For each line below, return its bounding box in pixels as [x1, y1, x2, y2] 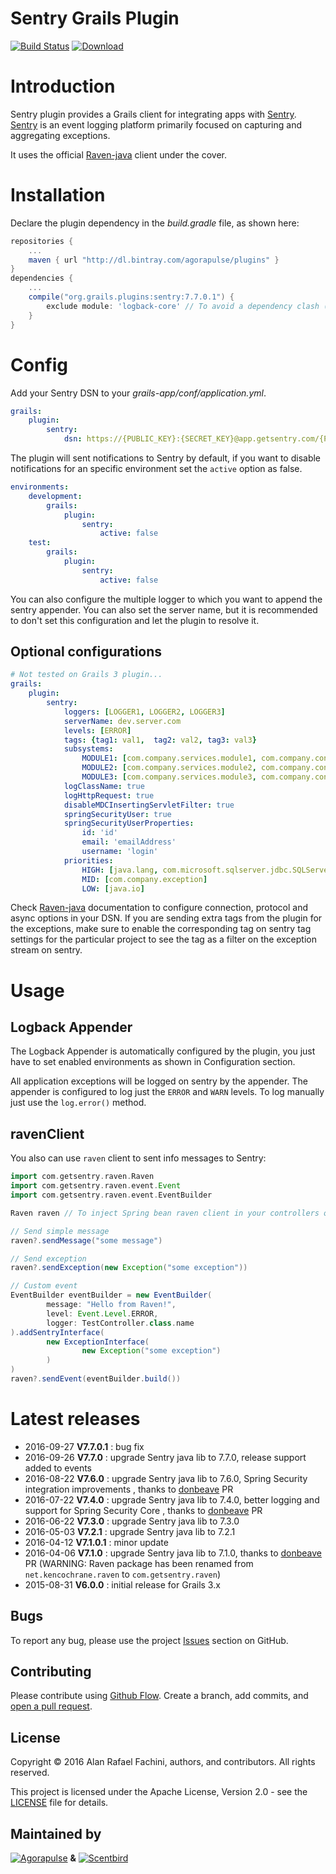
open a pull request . [10, 1700, 93, 1712]
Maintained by [10, 1825, 102, 1842]
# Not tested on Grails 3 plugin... [10, 670, 163, 680]
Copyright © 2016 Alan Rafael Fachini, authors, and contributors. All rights [10, 1756, 316, 1768]
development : [28, 491, 83, 501]
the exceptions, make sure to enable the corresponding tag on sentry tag [10, 923, 312, 935]
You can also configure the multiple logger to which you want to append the [10, 593, 323, 605]
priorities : [63, 855, 114, 866]
